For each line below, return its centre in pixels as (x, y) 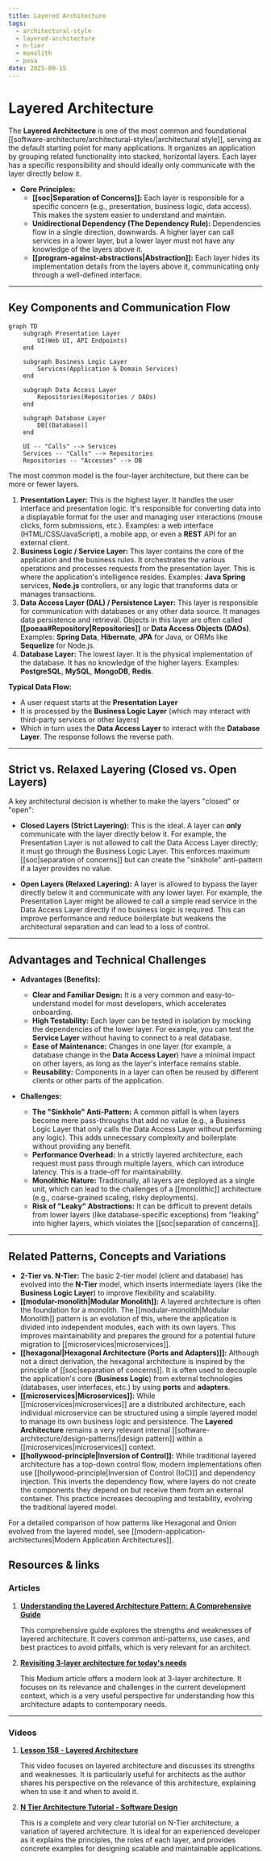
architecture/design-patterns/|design (81, 1438)
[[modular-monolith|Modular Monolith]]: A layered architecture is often (140, 1301)
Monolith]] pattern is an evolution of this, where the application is (128, 1318)
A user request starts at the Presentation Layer (99, 702)
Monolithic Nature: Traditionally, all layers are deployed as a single (144, 1181)
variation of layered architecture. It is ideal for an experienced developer (140, 1831)
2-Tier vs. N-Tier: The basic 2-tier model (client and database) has (131, 1275)
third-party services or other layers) (79, 720)
